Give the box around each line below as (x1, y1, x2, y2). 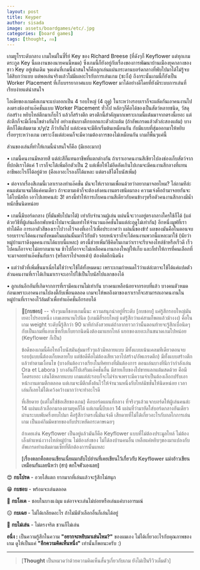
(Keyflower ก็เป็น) (21, 335, 62, 341)
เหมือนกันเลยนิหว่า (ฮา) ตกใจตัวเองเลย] (21, 462, 100, 469)
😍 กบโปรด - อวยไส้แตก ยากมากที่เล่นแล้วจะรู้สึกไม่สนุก (7, 474, 116, 480)
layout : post (7, 8, 39, 15)
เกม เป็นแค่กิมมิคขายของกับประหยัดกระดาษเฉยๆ (21, 418, 115, 425)
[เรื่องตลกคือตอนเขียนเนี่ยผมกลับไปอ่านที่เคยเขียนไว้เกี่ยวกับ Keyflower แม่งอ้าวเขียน (21, 455, 190, 462)
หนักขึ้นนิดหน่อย (7, 200, 39, 207)
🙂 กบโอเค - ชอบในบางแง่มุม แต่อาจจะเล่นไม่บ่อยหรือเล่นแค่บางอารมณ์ (7, 498, 144, 504)
